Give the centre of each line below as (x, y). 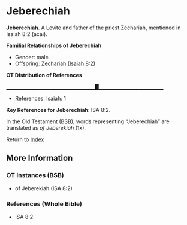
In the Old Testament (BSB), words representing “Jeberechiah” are (88, 121)
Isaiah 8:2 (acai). (27, 34)
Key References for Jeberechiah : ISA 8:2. (58, 110)
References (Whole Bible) (44, 203)
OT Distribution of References (44, 75)
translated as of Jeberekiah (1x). (46, 127)
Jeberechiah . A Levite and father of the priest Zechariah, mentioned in (93, 28)
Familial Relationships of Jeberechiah (54, 45)
